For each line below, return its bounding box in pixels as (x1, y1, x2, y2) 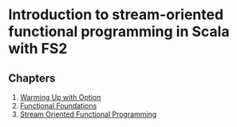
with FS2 (8, 40, 68, 58)
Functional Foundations (19, 101, 97, 110)
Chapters (8, 71, 56, 85)
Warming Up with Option (19, 93, 101, 101)
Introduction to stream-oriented (8, 6, 224, 24)
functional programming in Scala (8, 22, 230, 41)
